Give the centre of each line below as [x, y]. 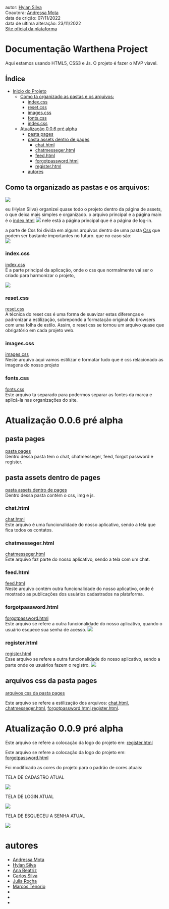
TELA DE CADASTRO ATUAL [35, 777]
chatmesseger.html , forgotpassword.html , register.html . [62, 708]
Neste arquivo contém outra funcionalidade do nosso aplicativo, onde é [79, 589]
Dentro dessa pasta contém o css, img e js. [50, 495]
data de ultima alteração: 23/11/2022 [43, 23]
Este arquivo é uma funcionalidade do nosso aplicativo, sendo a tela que [80, 524]
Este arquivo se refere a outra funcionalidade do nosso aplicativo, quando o [84, 623]
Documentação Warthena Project [76, 49]
